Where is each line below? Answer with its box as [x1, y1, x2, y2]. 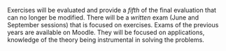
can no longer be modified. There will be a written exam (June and [7, 13, 199, 22]
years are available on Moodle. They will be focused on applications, [7, 28, 205, 36]
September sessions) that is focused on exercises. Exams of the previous [7, 21, 219, 29]
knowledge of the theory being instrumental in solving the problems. [7, 36, 204, 44]
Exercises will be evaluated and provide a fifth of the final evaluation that [7, 6, 217, 14]
